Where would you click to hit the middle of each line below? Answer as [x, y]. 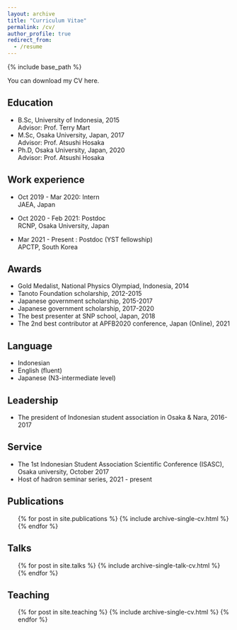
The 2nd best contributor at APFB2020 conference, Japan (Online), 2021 [124, 323]
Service [25, 447]
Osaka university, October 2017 [63, 471]
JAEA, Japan [36, 204]
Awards [25, 269]
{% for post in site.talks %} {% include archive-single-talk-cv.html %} [119, 565]
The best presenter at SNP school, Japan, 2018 [86, 316]
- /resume [28, 47]
